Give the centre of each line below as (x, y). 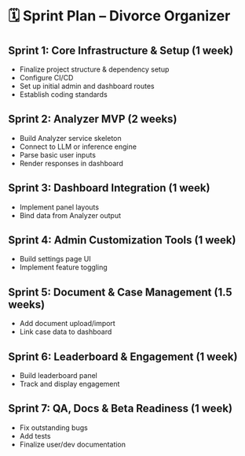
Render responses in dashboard (71, 163)
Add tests (35, 436)
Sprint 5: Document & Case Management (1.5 (121, 292)
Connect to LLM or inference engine (78, 146)
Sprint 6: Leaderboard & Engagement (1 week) (123, 356)
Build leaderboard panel (59, 376)
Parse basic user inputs (58, 154)
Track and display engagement (69, 384)
